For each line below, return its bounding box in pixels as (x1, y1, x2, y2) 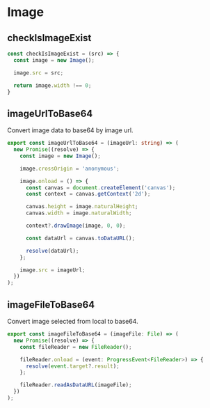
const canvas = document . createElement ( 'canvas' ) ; (25, 184, 176, 191)
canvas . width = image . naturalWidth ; (25, 210, 132, 217)
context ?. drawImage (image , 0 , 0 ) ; (25, 222, 127, 230)
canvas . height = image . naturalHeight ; (25, 203, 138, 210)
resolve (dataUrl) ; (25, 247, 79, 254)
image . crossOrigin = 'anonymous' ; (19, 165, 120, 172)
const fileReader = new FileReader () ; (19, 343, 132, 350)
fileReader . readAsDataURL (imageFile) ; (19, 382, 132, 389)
